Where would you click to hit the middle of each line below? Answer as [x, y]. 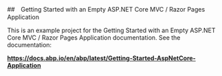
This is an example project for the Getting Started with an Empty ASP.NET [111, 30]
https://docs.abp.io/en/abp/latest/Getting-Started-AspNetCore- [101, 58]
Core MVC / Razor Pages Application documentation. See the [94, 38]
